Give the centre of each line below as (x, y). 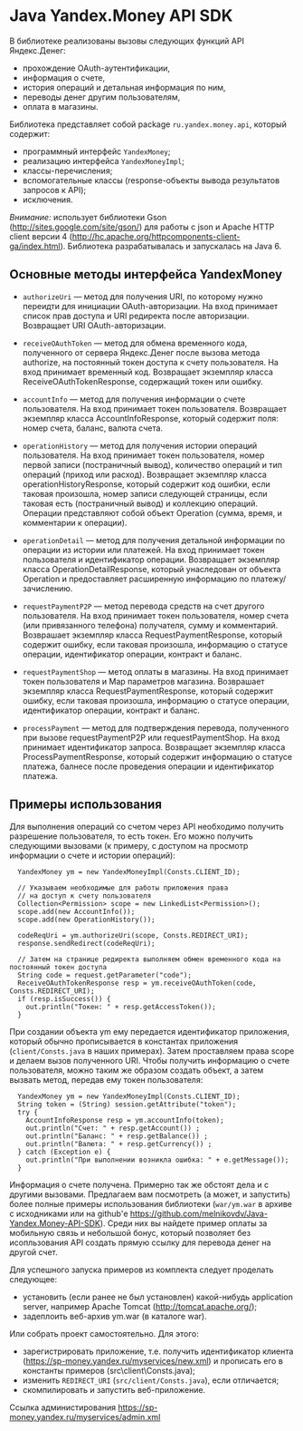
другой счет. (34, 1251)
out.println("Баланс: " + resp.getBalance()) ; (117, 1136)
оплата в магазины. (60, 106)
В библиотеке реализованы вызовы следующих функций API (127, 41)
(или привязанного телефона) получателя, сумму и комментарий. (150, 625)
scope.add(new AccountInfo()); (76, 911)
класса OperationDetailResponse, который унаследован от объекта (152, 569)
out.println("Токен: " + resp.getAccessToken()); (121, 1007)
